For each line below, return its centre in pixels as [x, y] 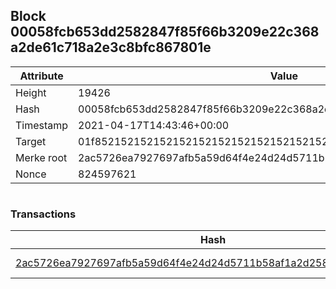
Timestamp [42, 125]
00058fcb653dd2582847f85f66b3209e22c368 [165, 32]
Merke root [41, 157]
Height [31, 92]
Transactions [43, 214]
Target [31, 141]
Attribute [41, 76]
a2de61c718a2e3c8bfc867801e [111, 47]
